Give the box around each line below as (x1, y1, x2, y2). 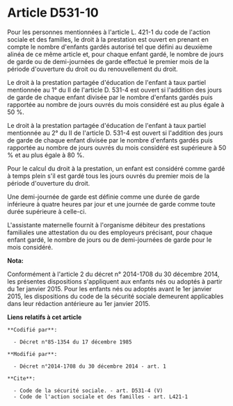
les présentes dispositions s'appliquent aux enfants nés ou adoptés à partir (7, 277, 223, 286)
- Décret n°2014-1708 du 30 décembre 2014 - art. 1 (13, 363, 167, 370)
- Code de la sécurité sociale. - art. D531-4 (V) (13, 387, 163, 394)
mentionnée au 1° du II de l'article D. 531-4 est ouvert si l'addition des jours (7, 86, 223, 94)
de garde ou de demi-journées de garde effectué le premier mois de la (7, 57, 209, 65)
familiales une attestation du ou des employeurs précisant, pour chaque (7, 228, 213, 236)
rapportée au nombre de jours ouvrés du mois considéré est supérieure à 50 (7, 143, 227, 152)
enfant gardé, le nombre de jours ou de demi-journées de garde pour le (7, 235, 212, 244)
